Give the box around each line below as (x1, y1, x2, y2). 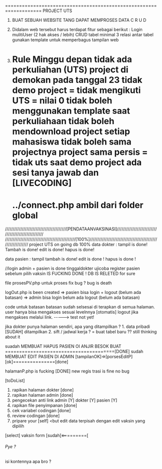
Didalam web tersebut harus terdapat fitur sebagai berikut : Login (12, 27, 143, 32)
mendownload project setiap (12, 126, 130, 137)
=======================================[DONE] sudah (5, 349, 144, 355)
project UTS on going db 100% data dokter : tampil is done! (29, 242, 148, 247)
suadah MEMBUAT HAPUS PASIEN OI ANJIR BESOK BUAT (5, 343, 121, 349)
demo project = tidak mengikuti (12, 85, 141, 96)
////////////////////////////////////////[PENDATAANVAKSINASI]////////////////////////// (5, 226, 157, 232)
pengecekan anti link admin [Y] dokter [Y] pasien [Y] (12, 397, 117, 403)
